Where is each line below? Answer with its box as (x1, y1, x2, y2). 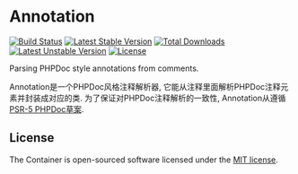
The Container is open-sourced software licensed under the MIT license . (9, 154, 278, 165)
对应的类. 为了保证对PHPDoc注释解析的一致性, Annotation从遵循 (48, 92, 286, 103)
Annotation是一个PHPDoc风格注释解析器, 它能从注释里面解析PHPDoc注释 (9, 81, 281, 91)
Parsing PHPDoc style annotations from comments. (9, 63, 199, 74)
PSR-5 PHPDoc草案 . (9, 103, 84, 114)
